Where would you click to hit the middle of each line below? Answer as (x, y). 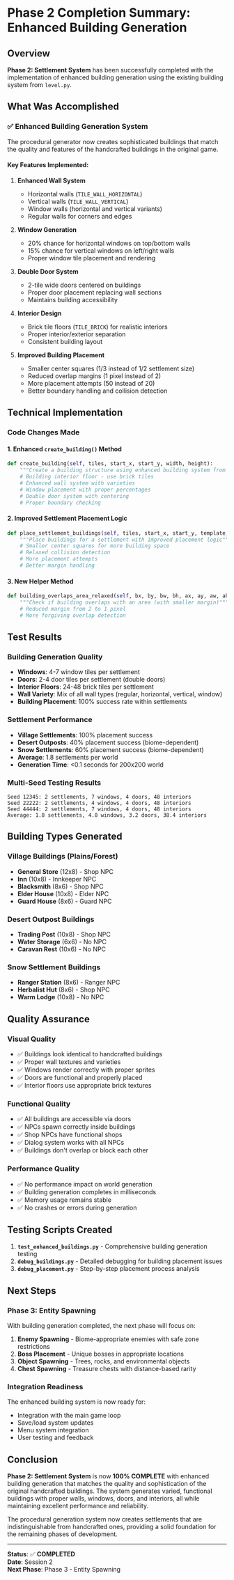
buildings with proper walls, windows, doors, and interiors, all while (103, 1499)
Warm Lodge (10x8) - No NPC (61, 997)
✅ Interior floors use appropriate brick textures (84, 1085)
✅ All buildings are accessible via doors (74, 1119)
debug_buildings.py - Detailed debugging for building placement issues (120, 1261)
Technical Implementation (65, 413)
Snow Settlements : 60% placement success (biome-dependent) (110, 749)
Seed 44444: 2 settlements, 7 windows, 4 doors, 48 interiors (99, 809)
